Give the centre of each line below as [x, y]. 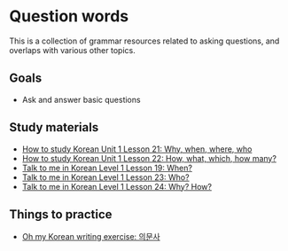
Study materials [54, 127]
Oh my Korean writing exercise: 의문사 [91, 237]
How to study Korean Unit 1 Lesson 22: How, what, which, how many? [149, 158]
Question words [69, 16]
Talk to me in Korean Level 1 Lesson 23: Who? [105, 177]
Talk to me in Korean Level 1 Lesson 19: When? [107, 168]
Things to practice [61, 214]
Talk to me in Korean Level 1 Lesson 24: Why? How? [117, 186]
